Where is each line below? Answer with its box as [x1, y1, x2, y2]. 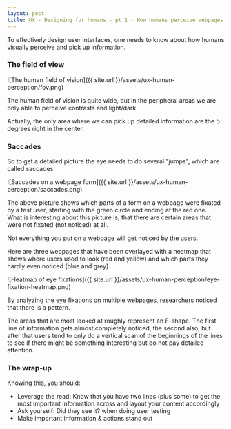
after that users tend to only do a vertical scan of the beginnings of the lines [7, 332, 223, 340]
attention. [7, 346, 34, 355]
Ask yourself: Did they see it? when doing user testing [17, 407, 171, 415]
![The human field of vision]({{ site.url [7, 75, 114, 83]
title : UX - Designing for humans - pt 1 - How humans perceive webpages [7, 17, 224, 23]
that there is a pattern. [7, 303, 70, 312]
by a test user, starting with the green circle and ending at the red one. [7, 206, 208, 214]
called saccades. [7, 165, 55, 173]
